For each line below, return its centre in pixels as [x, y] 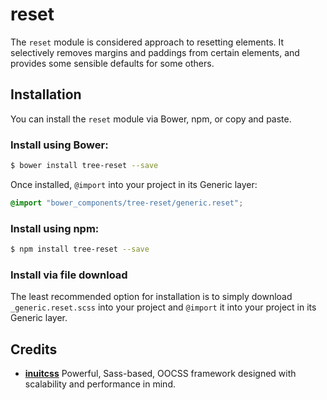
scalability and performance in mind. [100, 384]
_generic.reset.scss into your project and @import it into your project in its [163, 307]
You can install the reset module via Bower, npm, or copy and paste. [151, 119]
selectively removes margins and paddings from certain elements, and [155, 52]
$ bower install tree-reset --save [84, 166]
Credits [34, 349]
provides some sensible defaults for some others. [112, 63]
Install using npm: [55, 228]
